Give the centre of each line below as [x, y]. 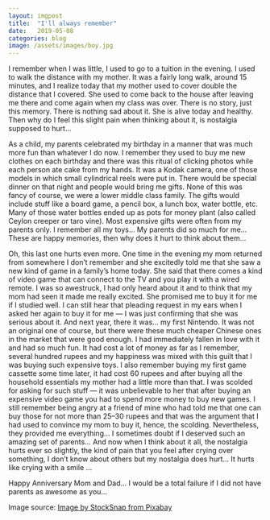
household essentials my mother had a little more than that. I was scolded [131, 382]
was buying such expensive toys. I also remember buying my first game [128, 365]
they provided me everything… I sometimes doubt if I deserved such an [127, 433]
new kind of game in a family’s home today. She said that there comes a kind [135, 271]
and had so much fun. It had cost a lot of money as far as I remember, [124, 348]
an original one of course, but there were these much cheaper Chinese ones [135, 331]
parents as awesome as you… [58, 492]
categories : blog [37, 38]
